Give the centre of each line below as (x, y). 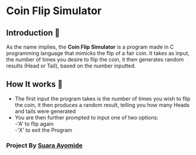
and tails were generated (45, 111)
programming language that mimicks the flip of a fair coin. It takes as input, (98, 53)
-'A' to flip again (34, 124)
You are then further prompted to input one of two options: (86, 117)
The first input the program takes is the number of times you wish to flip (102, 98)
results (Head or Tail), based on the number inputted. (71, 66)
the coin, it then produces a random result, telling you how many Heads (102, 105)
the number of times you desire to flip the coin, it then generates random (95, 59)
